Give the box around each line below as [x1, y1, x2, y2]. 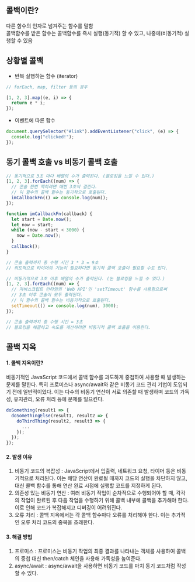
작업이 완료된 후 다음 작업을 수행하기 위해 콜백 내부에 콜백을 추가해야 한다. [20, 497, 189, 504]
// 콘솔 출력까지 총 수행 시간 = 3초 [6, 319, 83, 325]
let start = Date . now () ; [11, 216, 72, 222]
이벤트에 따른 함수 [14, 117, 55, 124]
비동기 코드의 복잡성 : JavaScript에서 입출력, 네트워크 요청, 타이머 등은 [14, 468, 176, 475]
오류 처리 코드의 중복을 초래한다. [20, 519, 95, 526]
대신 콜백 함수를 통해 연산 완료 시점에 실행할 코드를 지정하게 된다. [14, 482, 162, 489]
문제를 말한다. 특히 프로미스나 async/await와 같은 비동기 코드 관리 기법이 [6, 381, 172, 388]
